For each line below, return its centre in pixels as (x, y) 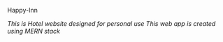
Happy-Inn (23, 10)
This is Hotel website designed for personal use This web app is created (111, 23)
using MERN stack (34, 31)
